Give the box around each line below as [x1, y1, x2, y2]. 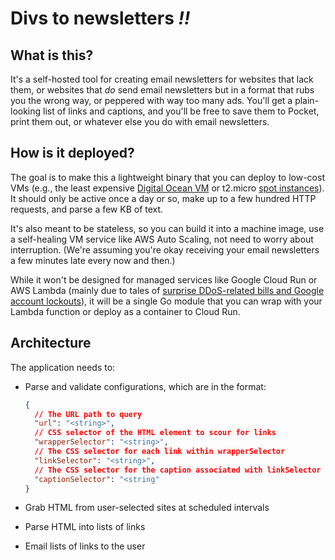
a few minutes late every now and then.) [10, 254, 176, 266]
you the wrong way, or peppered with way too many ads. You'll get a [10, 95, 293, 106]
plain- [294, 95, 320, 106]
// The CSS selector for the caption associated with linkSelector [34, 465, 322, 475]
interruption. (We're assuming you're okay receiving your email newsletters [10, 243, 320, 256]
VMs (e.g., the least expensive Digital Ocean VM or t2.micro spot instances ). [10, 182, 325, 194]
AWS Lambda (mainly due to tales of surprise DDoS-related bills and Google [10, 284, 325, 296]
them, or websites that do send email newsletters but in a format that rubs [10, 84, 315, 96]
